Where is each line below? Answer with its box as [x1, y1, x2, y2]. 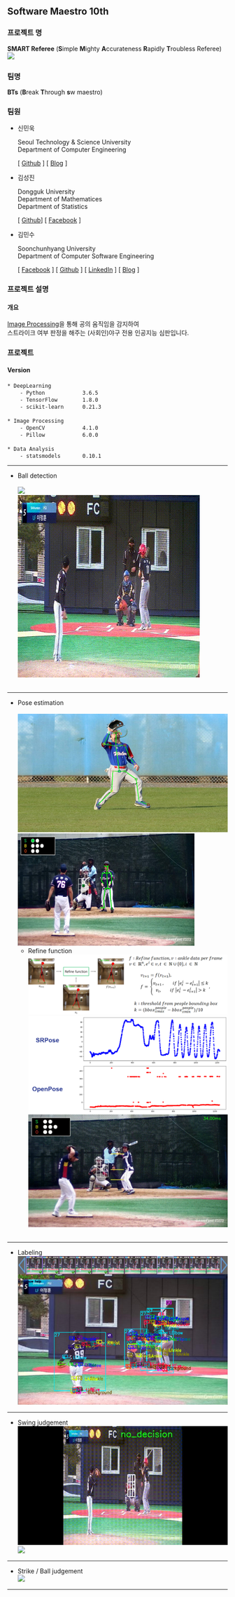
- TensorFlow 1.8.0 [20, 396, 99, 403]
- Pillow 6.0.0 [20, 431, 99, 438]
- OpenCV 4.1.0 [20, 424, 99, 431]
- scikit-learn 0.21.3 [20, 403, 101, 410]
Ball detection [17, 471, 57, 480]
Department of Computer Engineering [17, 145, 127, 154]
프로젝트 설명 [7, 284, 49, 294]
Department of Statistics [17, 203, 88, 211]
